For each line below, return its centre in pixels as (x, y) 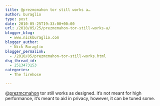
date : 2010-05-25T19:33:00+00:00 (40, 24)
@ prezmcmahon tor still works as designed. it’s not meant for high (73, 93)
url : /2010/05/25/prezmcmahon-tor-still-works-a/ (58, 28)
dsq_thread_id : (21, 61)
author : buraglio (23, 14)
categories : (17, 70)
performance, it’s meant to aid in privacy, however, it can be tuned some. (80, 98)
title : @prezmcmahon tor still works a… (48, 10)
